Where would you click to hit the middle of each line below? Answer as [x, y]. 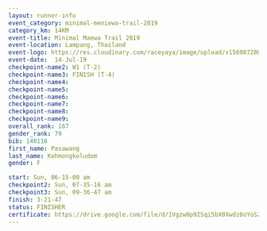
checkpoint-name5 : [39, 89]
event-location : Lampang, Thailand [67, 45]
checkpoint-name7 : [39, 104]
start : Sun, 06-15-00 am [49, 178]
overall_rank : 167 [39, 126]
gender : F [25, 164]
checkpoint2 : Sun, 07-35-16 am [60, 185]
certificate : [30, 214]
